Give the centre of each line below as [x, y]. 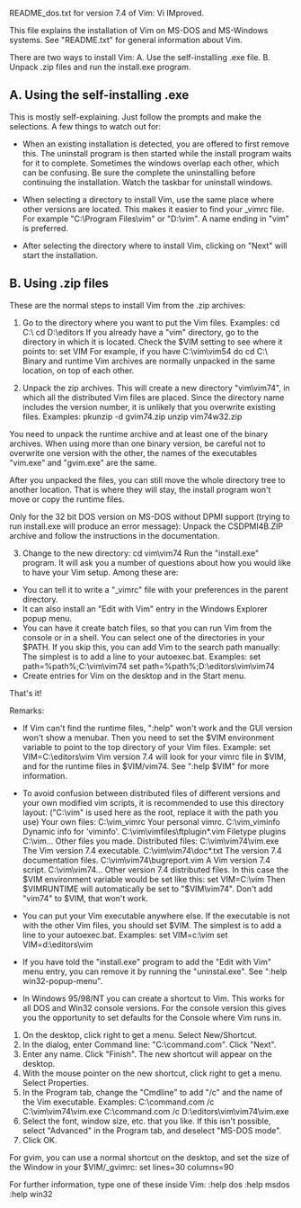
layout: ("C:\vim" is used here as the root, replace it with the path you [150, 812]
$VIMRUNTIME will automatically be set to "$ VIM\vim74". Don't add [147, 889]
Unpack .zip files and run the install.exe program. [100, 67]
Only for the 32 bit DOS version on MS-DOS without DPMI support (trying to [150, 516]
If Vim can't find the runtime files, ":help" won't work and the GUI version [158, 728]
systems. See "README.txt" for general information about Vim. [126, 40]
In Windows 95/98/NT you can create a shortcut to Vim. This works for [154, 998]
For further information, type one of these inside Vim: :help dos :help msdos [150, 1184]
